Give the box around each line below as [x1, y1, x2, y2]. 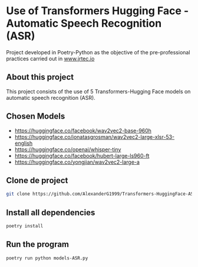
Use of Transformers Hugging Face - [6, 4, 189, 18]
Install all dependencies [6, 207, 95, 217]
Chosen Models [6, 111, 65, 122]
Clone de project [6, 175, 68, 185]
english [14, 139, 33, 146]
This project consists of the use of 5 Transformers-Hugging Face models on [6, 87, 191, 95]
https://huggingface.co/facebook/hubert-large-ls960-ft [14, 152, 150, 159]
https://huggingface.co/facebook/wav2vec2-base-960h [14, 127, 152, 134]
